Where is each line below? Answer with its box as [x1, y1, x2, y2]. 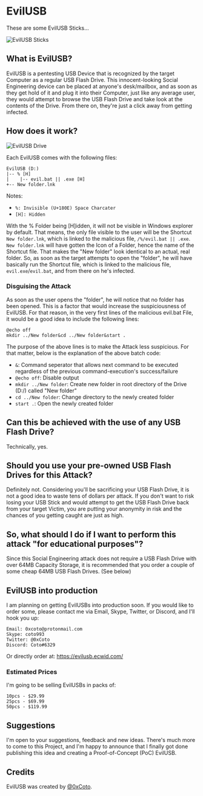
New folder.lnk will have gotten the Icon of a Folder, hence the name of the [6, 241, 195, 249]
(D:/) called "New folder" [15, 387, 78, 394]
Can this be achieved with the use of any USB [6, 417, 181, 428]
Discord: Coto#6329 [6, 642, 56, 648]
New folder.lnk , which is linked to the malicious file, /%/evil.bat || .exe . [6, 235, 191, 242]
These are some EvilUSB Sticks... [6, 24, 89, 32]
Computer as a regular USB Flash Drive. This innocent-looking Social [6, 76, 178, 83]
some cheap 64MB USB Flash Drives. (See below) [6, 568, 131, 575]
